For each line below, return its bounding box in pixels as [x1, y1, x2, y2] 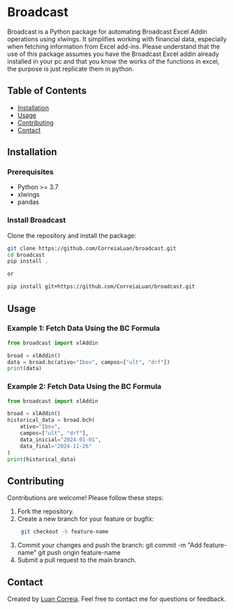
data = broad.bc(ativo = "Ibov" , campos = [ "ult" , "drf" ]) [7, 359, 170, 366]
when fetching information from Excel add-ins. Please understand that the [7, 42, 220, 50]
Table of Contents [7, 85, 87, 97]
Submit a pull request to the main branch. [17, 556, 137, 564]
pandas [17, 197, 40, 207]
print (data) [7, 365, 42, 372]
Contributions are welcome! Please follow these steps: [7, 494, 164, 502]
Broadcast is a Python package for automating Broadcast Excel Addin [7, 27, 207, 36]
